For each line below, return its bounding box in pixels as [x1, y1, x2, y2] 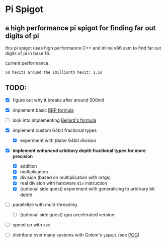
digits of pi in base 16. [5, 51, 50, 56]
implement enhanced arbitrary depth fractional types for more [12, 148, 146, 154]
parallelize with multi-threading [12, 201, 77, 208]
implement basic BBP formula [12, 107, 74, 113]
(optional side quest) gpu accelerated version [20, 211, 115, 218]
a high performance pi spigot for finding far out [5, 24, 156, 32]
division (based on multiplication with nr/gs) [20, 174, 111, 180]
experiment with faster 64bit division [20, 137, 97, 143]
